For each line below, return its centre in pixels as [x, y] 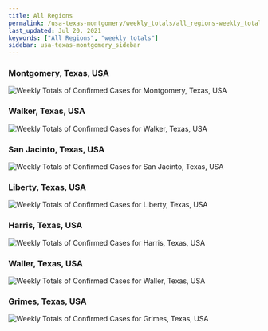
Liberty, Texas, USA [47, 187]
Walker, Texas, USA [47, 111]
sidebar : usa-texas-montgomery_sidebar [75, 45]
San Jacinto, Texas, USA [57, 149]
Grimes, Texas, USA [47, 301]
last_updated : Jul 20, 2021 [55, 30]
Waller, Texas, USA [46, 263]
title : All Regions [41, 16]
